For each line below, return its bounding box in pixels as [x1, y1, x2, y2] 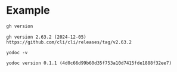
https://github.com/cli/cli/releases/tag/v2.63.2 [6, 39, 132, 45]
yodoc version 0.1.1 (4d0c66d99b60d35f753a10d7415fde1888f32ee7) [6, 60, 172, 66]
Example [6, 4, 50, 17]
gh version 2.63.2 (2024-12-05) [6, 34, 86, 40]
